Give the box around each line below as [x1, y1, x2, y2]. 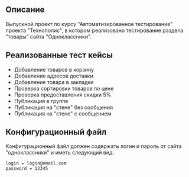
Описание [5, 5, 45, 15]
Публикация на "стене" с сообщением [14, 110, 112, 117]
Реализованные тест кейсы [5, 50, 113, 60]
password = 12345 [5, 166, 48, 172]
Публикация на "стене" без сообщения [14, 104, 113, 111]
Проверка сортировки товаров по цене [14, 85, 114, 92]
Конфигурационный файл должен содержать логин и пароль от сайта [5, 143, 182, 150]
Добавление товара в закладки [14, 78, 94, 85]
